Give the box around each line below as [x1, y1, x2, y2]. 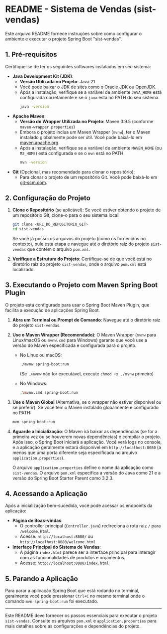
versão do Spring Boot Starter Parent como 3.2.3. [12, 475, 114, 481]
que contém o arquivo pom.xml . [27, 246, 90, 252]
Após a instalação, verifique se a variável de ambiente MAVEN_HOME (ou [19, 145, 162, 151]
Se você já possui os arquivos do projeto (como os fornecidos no [12, 236, 146, 242]
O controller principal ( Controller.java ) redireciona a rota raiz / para [19, 523, 161, 529]
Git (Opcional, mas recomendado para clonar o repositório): [12, 168, 135, 175]
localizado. [12, 267, 35, 273]
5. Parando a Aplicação [5, 574, 78, 583]
